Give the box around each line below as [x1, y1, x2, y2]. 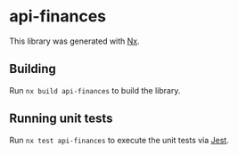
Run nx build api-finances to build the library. [9, 85, 181, 95]
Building [9, 61, 56, 77]
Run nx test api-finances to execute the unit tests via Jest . [9, 134, 229, 145]
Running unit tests [9, 111, 113, 126]
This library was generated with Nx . [9, 36, 140, 46]
